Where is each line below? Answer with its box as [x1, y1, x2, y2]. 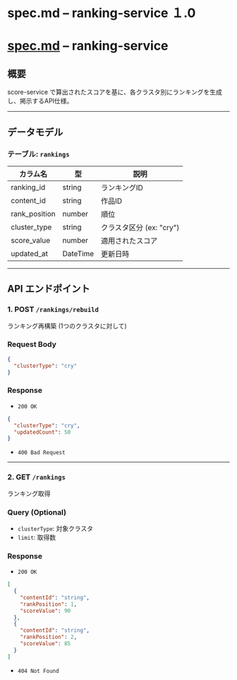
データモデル [7, 126, 63, 138]
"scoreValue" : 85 [20, 640, 71, 647]
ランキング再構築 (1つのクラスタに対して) [7, 321, 127, 330]
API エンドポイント [7, 283, 90, 295]
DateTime [62, 248, 95, 258]
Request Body [7, 340, 56, 350]
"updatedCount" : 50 [13, 428, 71, 436]
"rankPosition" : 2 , [20, 633, 78, 641]
